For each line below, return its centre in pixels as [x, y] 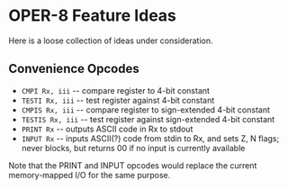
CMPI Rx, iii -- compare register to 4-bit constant [116, 90]
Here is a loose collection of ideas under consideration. [111, 40]
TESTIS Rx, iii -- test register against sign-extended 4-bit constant [148, 119]
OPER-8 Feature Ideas [93, 16]
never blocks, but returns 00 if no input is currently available [133, 148]
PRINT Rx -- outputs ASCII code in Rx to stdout [107, 129]
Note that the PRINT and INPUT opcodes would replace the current [133, 165]
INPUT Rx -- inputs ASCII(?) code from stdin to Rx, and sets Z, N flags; [150, 138]
